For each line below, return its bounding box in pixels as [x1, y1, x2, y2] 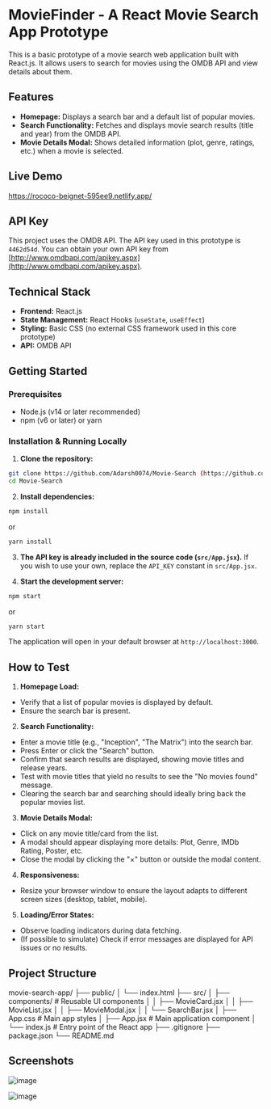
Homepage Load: [19, 681, 79, 692]
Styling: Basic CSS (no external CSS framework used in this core [19, 323, 236, 333]
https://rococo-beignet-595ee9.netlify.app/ [8, 191, 152, 200]
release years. [19, 763, 68, 773]
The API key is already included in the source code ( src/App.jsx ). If [19, 552, 248, 562]
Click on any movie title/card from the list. [19, 829, 159, 838]
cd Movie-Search [8, 477, 63, 486]
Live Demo [8, 170, 63, 183]
